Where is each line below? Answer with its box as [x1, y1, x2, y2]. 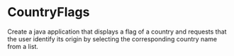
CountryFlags [7, 4, 90, 20]
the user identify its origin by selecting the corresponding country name [7, 34, 218, 43]
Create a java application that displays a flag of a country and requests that [7, 27, 227, 36]
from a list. [7, 42, 39, 50]
